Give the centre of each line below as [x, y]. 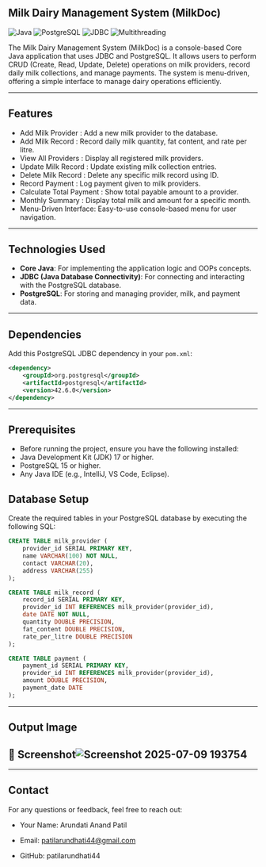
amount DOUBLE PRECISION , [65, 681]
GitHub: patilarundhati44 [60, 855]
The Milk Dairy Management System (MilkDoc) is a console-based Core [125, 48]
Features [30, 114]
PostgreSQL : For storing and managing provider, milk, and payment [130, 293]
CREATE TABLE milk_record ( [55, 593]
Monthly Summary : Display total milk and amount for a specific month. [135, 200]
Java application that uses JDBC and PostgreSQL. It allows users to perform [132, 56]
